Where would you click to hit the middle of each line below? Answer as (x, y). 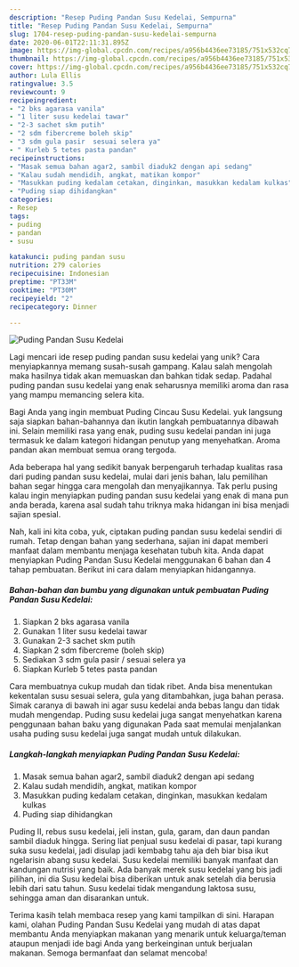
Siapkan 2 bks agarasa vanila (76, 622)
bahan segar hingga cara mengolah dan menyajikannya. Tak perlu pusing (144, 486)
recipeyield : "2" (41, 298)
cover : (21, 68)
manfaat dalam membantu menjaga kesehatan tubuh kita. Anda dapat (137, 551)
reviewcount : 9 (37, 92)
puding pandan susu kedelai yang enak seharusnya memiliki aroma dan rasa (149, 386)
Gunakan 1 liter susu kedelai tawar (85, 631)
